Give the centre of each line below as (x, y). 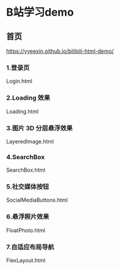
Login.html (19, 81)
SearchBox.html (26, 170)
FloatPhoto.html (26, 230)
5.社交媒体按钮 (28, 187)
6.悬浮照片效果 (28, 217)
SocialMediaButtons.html (37, 200)
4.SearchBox (25, 157)
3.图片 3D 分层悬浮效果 (40, 128)
